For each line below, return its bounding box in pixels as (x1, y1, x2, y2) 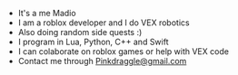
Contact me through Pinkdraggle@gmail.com (17, 56, 187, 66)
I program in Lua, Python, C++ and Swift (17, 36, 169, 47)
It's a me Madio (17, 8, 76, 18)
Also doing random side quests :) (17, 27, 143, 37)
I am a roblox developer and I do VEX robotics (17, 17, 190, 28)
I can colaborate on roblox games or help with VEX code (17, 46, 230, 57)
